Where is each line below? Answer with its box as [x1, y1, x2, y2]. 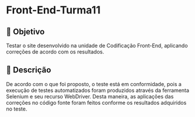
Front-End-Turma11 [6, 3, 101, 17]
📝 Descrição [6, 65, 52, 75]
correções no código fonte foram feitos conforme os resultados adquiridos [6, 99, 187, 106]
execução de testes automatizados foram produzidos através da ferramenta [6, 87, 189, 94]
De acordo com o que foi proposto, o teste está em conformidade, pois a [6, 80, 182, 87]
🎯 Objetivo [6, 27, 45, 37]
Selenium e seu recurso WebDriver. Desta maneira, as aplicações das [6, 93, 174, 100]
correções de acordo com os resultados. [6, 48, 104, 55]
